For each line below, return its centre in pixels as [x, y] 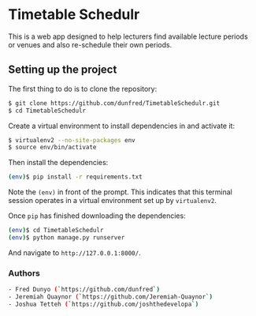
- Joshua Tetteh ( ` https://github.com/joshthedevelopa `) [104, 304]
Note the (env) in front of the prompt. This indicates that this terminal [120, 192]
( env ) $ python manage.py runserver [67, 238]
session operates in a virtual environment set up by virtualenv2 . [112, 201]
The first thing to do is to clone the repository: [83, 88]
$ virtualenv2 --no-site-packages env [72, 140]
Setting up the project [63, 70]
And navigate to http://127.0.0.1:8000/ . [74, 252]
